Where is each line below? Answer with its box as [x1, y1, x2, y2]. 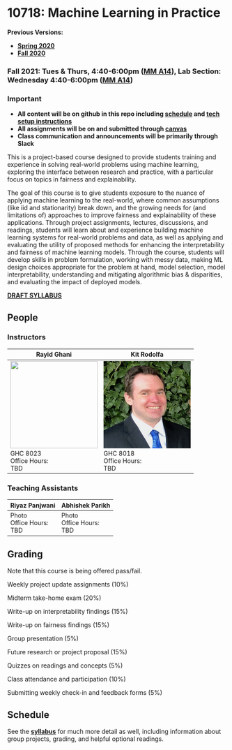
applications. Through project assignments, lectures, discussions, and [7, 219, 208, 227]
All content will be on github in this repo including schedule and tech [17, 110, 220, 118]
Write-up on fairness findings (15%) [7, 621, 110, 629]
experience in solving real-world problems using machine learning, [7, 161, 199, 169]
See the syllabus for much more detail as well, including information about [7, 728, 222, 736]
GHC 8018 [103, 449, 135, 457]
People [7, 311, 38, 323]
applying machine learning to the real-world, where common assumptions [7, 196, 219, 205]
